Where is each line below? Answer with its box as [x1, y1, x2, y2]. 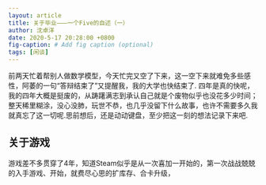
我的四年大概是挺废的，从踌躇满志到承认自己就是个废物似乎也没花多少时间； [8, 91, 258, 100]
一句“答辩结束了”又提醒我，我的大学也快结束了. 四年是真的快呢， [42, 81, 255, 90]
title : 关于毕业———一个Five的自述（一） [8, 19, 129, 27]
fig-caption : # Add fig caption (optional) [8, 41, 154, 49]
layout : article [8, 11, 62, 20]
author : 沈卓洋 [8, 26, 55, 34]
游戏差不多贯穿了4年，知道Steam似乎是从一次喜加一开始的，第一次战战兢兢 [8, 158, 256, 168]
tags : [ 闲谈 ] [8, 48, 49, 56]
